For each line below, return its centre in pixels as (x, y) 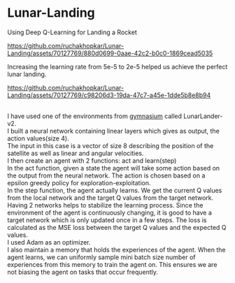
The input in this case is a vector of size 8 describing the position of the (111, 145)
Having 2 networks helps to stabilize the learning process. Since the (105, 205)
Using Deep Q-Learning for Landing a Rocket (72, 32)
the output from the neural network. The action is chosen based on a (106, 175)
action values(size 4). (38, 138)
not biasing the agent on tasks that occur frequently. (83, 272)
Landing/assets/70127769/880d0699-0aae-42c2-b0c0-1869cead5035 (110, 53)
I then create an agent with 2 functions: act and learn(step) (92, 160)
